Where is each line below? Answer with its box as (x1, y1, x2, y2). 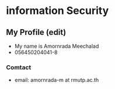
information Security (6, 4, 109, 17)
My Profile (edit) (6, 27, 67, 37)
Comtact (6, 63, 32, 71)
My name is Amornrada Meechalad (14, 42, 99, 49)
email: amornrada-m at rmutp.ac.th (14, 77, 99, 84)
